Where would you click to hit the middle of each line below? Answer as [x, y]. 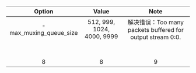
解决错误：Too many [155, 22]
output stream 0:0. [156, 37]
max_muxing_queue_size [44, 33]
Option [44, 11]
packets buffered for [155, 30]
